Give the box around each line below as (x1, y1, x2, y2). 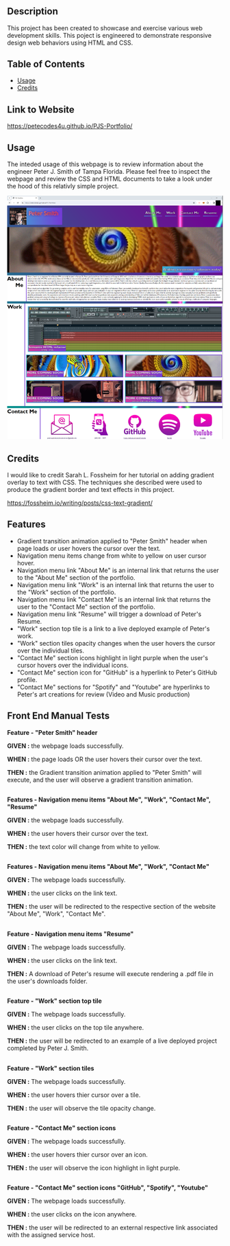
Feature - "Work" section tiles (7, 1064, 94, 1072)
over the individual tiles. (16, 646, 84, 655)
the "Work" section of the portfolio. (16, 588, 116, 596)
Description (7, 5, 58, 17)
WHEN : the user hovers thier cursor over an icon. (7, 1150, 149, 1159)
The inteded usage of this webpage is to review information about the (7, 160, 204, 168)
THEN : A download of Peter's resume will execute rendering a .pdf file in (7, 969, 214, 977)
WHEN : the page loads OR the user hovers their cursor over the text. (7, 755, 203, 763)
